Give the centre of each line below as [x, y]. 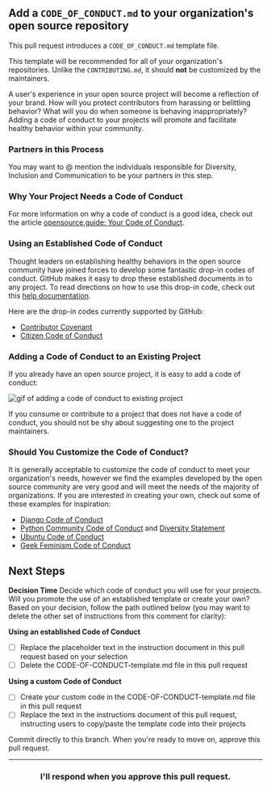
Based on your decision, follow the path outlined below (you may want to [129, 608]
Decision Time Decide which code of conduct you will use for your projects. [135, 590]
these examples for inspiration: [60, 504]
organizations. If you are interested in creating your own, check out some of [134, 496]
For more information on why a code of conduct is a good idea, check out [131, 214]
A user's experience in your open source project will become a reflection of [134, 94]
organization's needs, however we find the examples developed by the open [135, 478]
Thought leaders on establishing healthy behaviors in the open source [125, 261]
